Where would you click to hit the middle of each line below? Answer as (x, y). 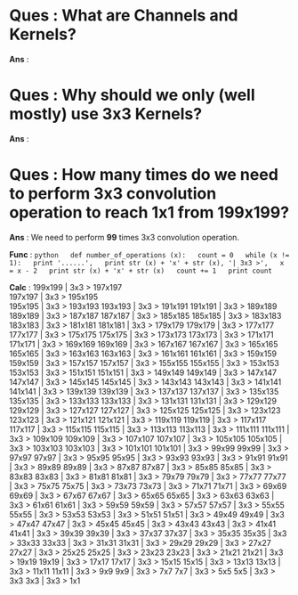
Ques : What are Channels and (124, 16)
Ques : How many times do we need (144, 175)
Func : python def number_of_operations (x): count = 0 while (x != (149, 254)
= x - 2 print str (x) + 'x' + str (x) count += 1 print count (141, 271)
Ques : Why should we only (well (132, 95)
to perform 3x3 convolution (113, 194)
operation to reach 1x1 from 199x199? (149, 212)
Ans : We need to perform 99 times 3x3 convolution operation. (125, 237)
